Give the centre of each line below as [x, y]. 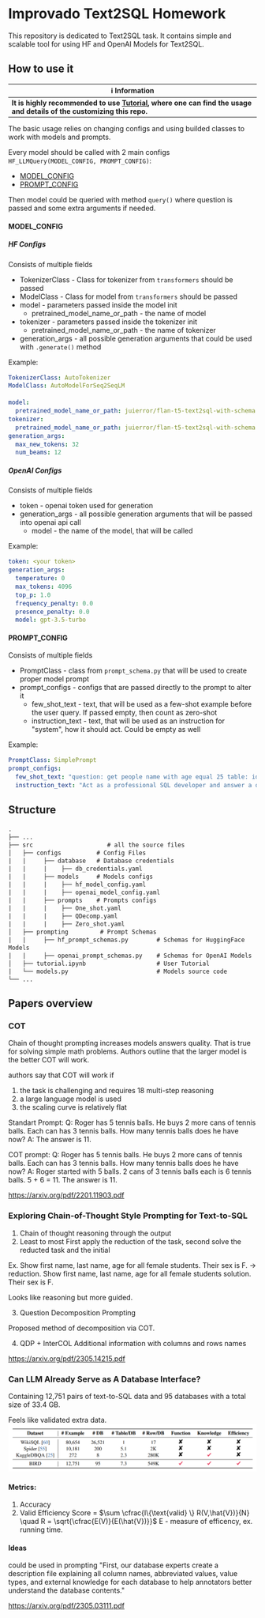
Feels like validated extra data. [58, 1420]
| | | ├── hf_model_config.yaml [77, 884]
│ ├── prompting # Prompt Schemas [82, 932]
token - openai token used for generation [86, 506]
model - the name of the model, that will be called [112, 531]
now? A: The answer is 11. [50, 1140]
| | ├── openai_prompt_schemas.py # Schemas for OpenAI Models [130, 956]
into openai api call [50, 522]
